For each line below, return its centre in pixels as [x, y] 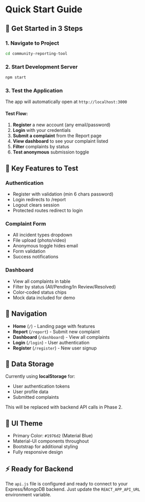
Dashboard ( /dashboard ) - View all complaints [61, 337]
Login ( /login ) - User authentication [51, 342]
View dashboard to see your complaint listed [60, 141]
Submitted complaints [36, 397]
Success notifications [36, 257]
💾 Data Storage [30, 364]
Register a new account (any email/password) [61, 125]
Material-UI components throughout [51, 441]
